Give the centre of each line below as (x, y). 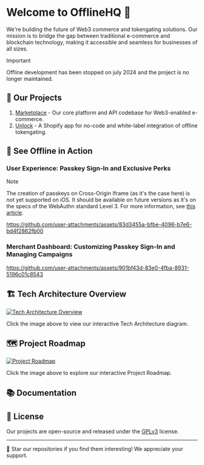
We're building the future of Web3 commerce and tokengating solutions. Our (102, 29)
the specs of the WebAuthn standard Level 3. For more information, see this (101, 206)
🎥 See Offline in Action (49, 151)
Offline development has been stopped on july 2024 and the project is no (98, 72)
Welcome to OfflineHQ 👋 (69, 12)
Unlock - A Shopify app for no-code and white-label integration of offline (106, 125)
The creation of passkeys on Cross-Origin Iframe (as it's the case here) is (98, 194)
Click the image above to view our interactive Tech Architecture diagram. (97, 323)
